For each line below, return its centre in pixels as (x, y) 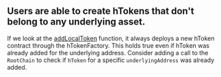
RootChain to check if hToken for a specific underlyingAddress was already (111, 60)
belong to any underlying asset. (76, 22)
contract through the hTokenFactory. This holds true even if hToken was (108, 45)
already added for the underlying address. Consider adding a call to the (108, 52)
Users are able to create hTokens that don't (101, 11)
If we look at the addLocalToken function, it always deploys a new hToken (111, 38)
